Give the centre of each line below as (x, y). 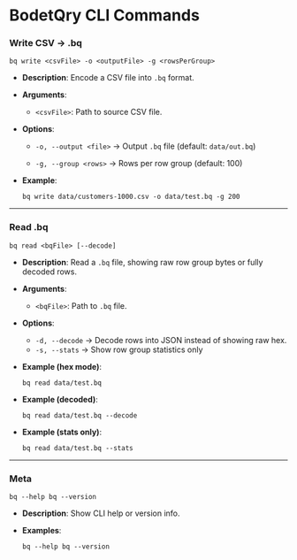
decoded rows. (49, 272)
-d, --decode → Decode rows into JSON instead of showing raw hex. (161, 340)
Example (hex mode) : (61, 366)
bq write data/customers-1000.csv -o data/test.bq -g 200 (131, 197)
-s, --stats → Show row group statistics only (119, 349)
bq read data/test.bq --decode (80, 415)
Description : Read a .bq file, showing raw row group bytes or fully (142, 262)
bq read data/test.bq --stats (78, 448)
